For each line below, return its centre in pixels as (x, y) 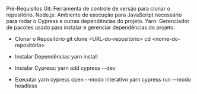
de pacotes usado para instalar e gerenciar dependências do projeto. (91, 27)
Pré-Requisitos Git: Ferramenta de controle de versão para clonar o (88, 9)
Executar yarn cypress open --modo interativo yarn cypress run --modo (103, 80)
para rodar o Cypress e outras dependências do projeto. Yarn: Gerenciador (98, 21)
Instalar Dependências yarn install (56, 56)
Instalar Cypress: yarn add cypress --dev (65, 68)
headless (26, 86)
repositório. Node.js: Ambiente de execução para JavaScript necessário (94, 15)
